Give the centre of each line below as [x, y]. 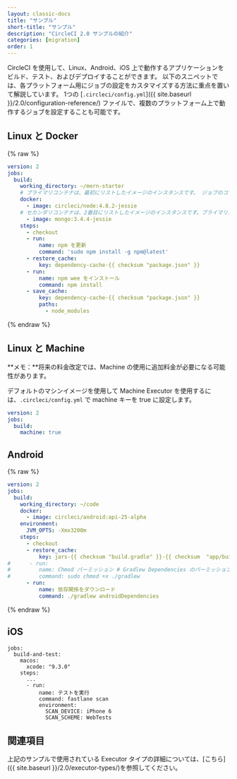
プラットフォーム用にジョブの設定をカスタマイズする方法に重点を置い [128, 85]
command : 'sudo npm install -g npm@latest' [104, 252]
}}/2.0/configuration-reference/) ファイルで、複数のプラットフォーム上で [114, 103]
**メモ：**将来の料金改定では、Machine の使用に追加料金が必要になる [110, 367]
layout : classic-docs [39, 14]
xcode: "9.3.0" [48, 667]
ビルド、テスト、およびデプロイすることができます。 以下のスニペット [110, 76]
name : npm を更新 [62, 245]
